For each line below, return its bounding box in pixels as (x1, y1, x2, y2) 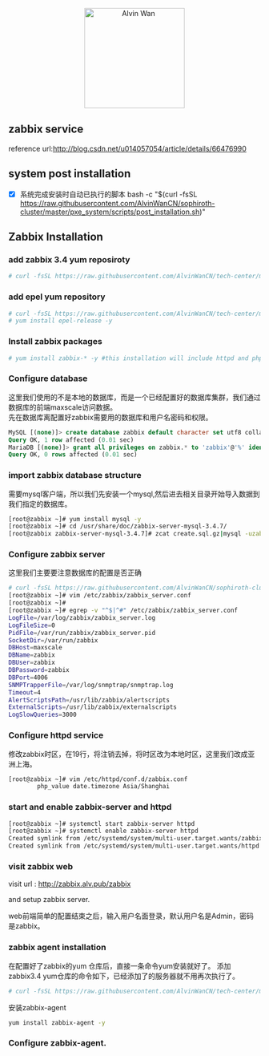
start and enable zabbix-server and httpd (8, 802, 172, 813)
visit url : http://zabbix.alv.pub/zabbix (8, 879, 131, 889)
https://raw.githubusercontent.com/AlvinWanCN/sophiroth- (19, 198, 215, 208)
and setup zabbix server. (8, 895, 90, 904)
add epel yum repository (8, 291, 106, 302)
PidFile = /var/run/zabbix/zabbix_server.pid (8, 629, 156, 637)
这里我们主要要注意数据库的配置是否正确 (8, 568, 142, 577)
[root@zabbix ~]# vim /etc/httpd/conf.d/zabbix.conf (8, 775, 188, 783)
